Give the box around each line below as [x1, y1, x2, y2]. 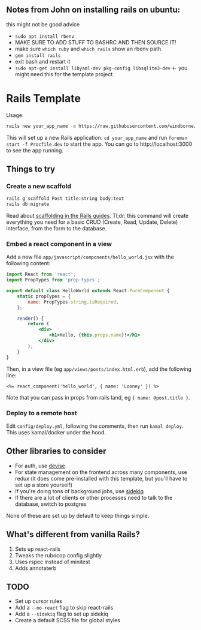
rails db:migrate [6, 201, 50, 208]
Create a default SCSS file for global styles [14, 617, 121, 624]
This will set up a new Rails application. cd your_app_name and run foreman [6, 134, 188, 141]
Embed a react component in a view [6, 239, 112, 248]
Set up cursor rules [14, 598, 63, 605]
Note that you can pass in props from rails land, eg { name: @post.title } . [6, 394, 190, 401]
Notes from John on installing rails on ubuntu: [6, 5, 181, 15]
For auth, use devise [14, 462, 66, 469]
